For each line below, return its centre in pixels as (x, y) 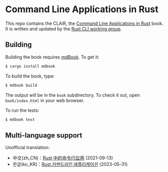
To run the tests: (22, 110)
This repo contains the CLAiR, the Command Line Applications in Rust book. (84, 23)
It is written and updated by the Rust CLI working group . (64, 28)
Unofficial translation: (28, 148)
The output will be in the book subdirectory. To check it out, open (73, 95)
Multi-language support (44, 135)
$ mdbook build (21, 85)
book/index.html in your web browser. (45, 100)
